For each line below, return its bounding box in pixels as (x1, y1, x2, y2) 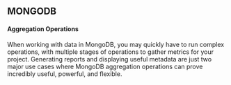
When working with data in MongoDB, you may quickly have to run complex (7, 40, 225, 48)
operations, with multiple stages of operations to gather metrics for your (7, 48, 214, 56)
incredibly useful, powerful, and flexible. (7, 69, 122, 78)
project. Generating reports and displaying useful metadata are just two (7, 55, 212, 63)
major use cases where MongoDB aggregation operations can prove (7, 62, 203, 70)
